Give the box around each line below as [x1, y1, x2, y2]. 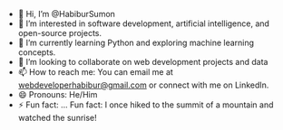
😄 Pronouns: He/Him [17, 89, 98, 99]
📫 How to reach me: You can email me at [17, 67, 174, 77]
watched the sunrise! [17, 113, 97, 123]
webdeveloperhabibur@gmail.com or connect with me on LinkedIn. [17, 79, 269, 90]
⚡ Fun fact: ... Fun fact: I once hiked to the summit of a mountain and [17, 99, 274, 110]
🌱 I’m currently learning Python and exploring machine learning [17, 37, 255, 48]
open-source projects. [17, 28, 102, 38]
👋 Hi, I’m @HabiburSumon [17, 9, 116, 19]
